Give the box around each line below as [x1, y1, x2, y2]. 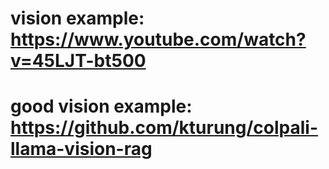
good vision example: [10, 95, 193, 118]
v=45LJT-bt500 [10, 50, 147, 72]
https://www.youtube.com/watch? [10, 28, 307, 51]
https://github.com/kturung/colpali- [10, 117, 319, 139]
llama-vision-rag [10, 138, 153, 161]
